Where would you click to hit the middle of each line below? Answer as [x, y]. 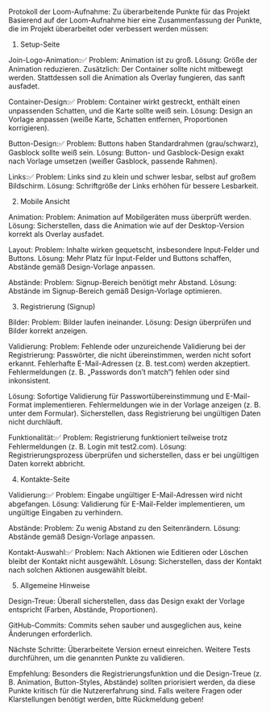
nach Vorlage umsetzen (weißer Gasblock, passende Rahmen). [113, 161]
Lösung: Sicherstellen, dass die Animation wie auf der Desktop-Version [126, 226]
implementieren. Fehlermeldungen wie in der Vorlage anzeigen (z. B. [147, 405]
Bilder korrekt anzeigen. [48, 331]
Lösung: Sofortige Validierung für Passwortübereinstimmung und [116, 396]
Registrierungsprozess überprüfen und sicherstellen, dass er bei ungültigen [134, 455]
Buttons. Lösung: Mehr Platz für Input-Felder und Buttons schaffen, [120, 258]
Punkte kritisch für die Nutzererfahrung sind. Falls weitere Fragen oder [126, 691]
